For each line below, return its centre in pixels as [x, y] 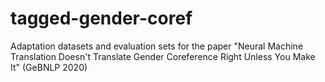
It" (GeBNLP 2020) [49, 67]
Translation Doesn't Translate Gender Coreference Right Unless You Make [163, 56]
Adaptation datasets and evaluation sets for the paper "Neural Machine [157, 46]
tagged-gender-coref [101, 18]
